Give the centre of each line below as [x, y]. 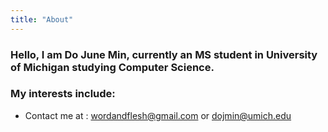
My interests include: [63, 94]
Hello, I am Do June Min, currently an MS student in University [164, 54]
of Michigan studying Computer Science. [112, 67]
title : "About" [42, 19]
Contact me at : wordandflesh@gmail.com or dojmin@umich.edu [158, 115]
